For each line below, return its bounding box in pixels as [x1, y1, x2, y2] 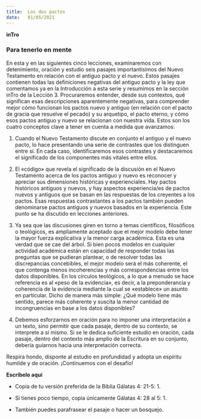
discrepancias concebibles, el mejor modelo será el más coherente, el [14, 260, 188, 267]
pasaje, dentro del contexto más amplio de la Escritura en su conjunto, [14, 335, 188, 342]
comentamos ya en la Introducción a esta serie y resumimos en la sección [6, 85, 189, 92]
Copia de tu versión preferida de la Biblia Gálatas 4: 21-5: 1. [14, 382, 161, 390]
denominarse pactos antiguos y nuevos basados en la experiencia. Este [14, 203, 192, 210]
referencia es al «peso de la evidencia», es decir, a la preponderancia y [14, 279, 191, 286]
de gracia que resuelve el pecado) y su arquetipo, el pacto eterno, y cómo [6, 110, 189, 117]
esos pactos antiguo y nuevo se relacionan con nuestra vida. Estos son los [6, 116, 190, 123]
